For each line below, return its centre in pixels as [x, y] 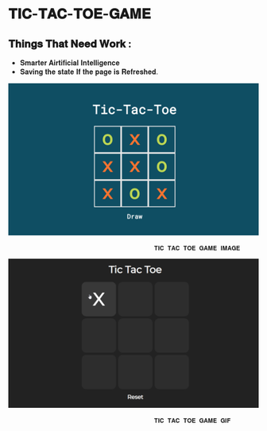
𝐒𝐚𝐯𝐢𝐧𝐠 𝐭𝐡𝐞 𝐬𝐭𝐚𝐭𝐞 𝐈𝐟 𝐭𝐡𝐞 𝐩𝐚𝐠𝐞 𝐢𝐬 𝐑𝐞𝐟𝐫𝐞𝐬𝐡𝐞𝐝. [89, 72]
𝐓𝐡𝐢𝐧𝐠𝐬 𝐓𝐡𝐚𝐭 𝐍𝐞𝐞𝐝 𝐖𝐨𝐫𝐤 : [70, 43]
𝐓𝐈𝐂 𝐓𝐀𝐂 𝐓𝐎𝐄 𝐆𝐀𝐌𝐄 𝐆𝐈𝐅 [192, 421]
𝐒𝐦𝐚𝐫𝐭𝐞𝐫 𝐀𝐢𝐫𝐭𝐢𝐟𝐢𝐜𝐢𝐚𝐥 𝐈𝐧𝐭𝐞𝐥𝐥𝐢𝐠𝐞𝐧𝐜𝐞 [70, 63]
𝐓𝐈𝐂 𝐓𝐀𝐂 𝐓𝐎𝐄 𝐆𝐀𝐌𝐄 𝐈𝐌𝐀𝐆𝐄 [197, 249]
